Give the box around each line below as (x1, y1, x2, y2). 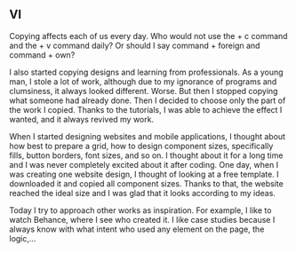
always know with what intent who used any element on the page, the (9, 224, 265, 234)
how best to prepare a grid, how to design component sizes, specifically (9, 140, 274, 151)
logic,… (9, 233, 36, 243)
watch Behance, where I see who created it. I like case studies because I (9, 214, 276, 225)
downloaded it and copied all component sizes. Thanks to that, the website (9, 178, 284, 189)
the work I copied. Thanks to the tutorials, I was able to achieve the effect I (9, 104, 283, 115)
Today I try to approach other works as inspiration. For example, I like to (9, 204, 272, 216)
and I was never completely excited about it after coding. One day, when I (9, 159, 278, 170)
